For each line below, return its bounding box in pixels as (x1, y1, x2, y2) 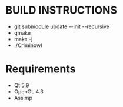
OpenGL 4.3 (14, 88, 44, 95)
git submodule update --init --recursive (14, 23, 109, 30)
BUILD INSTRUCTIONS (5, 4, 117, 17)
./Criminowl (14, 42, 42, 49)
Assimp (14, 94, 33, 101)
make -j (14, 35, 33, 42)
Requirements (5, 62, 76, 76)
